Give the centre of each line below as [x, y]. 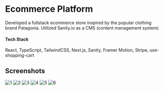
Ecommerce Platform [49, 9]
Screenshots [25, 71]
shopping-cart [20, 56]
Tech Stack [17, 39]
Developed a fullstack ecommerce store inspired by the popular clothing [78, 23]
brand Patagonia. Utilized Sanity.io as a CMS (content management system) [82, 28]
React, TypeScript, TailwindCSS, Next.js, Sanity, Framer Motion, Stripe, [77, 50]
